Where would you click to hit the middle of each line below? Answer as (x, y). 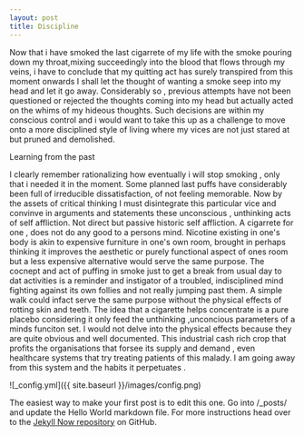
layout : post (34, 18)
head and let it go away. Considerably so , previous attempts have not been (151, 91)
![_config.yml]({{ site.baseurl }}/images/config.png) (105, 385)
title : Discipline (44, 26)
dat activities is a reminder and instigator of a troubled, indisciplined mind (147, 280)
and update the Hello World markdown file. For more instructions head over (150, 412)
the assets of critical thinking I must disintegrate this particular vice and (143, 203)
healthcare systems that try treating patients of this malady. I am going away (152, 357)
